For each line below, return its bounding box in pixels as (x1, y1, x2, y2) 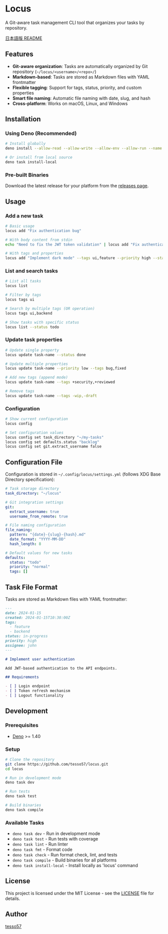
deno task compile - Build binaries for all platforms (12, 857, 117, 863)
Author (5, 910, 27, 918)
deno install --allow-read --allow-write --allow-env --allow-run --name (5, 146, 162, 151)
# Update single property (5, 347, 59, 352)
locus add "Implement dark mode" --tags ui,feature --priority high (5, 255, 151, 260)
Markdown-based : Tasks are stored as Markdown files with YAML (12, 73, 150, 80)
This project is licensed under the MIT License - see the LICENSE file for (5, 890, 154, 896)
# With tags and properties (5, 251, 64, 256)
